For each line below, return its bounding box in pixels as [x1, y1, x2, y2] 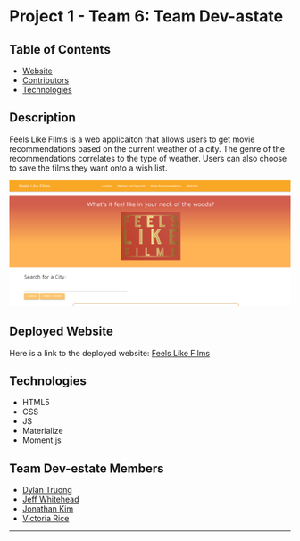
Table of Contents [9, 42, 112, 57]
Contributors [21, 75, 70, 86]
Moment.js [21, 435, 62, 445]
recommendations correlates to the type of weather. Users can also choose [9, 153, 287, 163]
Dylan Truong [21, 485, 73, 495]
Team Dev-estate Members [9, 461, 164, 476]
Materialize [21, 426, 64, 437]
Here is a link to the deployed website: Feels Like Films [9, 347, 211, 358]
